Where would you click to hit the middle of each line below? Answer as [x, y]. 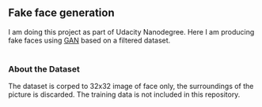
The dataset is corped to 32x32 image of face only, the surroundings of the [131, 87]
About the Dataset [44, 68]
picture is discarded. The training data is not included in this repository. [124, 94]
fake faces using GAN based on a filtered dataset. [89, 40]
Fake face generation [61, 13]
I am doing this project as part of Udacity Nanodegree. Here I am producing [131, 31]
